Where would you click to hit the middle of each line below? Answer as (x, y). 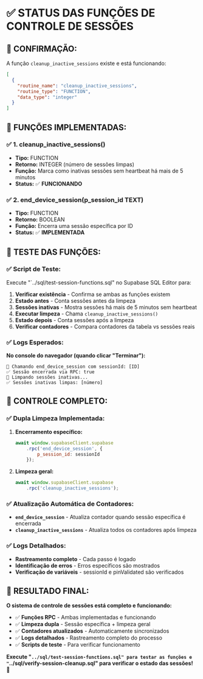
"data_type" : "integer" (47, 97)
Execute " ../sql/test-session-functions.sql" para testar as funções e (99, 657)
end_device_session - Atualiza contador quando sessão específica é (100, 517)
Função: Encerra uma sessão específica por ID (74, 226)
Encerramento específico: (49, 432)
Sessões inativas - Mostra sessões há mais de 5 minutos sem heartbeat (106, 307)
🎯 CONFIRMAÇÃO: (42, 49)
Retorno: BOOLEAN (40, 219)
